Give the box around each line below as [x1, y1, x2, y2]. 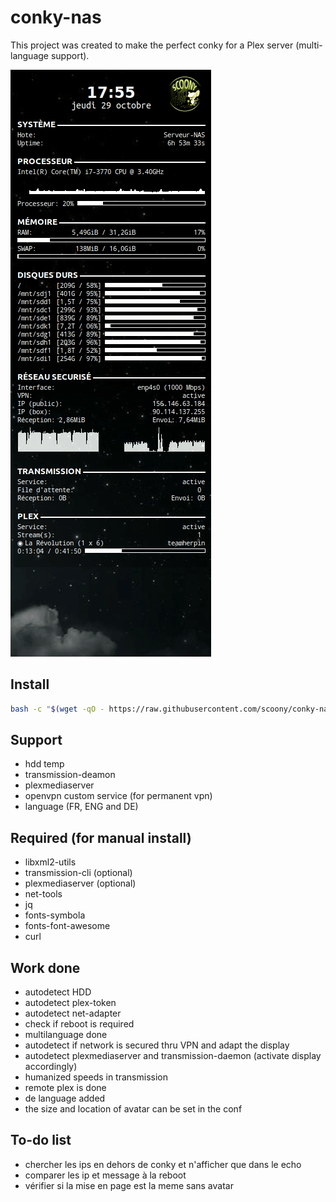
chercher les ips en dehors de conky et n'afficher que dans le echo [24, 1158, 302, 1170]
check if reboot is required [24, 1018, 135, 1030]
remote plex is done [24, 1082, 107, 1094]
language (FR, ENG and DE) [24, 801, 139, 813]
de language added [24, 1092, 106, 1105]
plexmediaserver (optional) [24, 877, 137, 890]
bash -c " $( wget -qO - [10, 704, 105, 714]
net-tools [24, 888, 63, 900]
